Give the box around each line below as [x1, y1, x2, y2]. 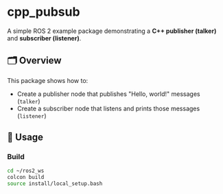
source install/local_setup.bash [7, 180, 103, 187]
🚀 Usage [7, 132, 43, 143]
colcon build [7, 174, 45, 181]
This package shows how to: [7, 76, 89, 84]
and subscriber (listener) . [7, 34, 82, 42]
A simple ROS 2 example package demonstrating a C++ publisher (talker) [7, 27, 217, 35]
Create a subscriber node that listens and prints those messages [16, 104, 200, 112]
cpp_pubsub [7, 4, 80, 20]
